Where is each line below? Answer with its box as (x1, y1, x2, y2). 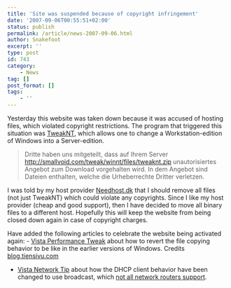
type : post (7, 50, 39, 57)
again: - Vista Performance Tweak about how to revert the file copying (7, 237, 210, 245)
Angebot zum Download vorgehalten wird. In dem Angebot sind (24, 165, 208, 173)
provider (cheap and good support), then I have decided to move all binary (7, 201, 223, 209)
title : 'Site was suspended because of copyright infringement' (7, 10, 199, 18)
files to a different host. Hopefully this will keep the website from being (7, 208, 211, 217)
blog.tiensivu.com (7, 252, 59, 260)
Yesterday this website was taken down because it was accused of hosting (7, 114, 224, 123)
